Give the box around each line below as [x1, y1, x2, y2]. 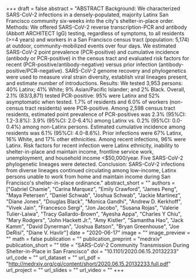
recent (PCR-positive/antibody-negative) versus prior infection [6, 61, 157, 68]
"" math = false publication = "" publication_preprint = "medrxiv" [6, 236, 163, 242]
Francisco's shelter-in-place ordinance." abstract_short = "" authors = [6, 179, 175, 186]
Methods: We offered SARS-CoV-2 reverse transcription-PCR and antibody [6, 23, 187, 30]
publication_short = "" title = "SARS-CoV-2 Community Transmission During [6, 241, 190, 249]
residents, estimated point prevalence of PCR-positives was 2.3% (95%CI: [6, 111, 186, 118]
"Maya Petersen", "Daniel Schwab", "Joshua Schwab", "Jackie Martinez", [6, 192, 182, 199]
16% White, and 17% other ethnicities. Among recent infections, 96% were [6, 136, 186, 142]
